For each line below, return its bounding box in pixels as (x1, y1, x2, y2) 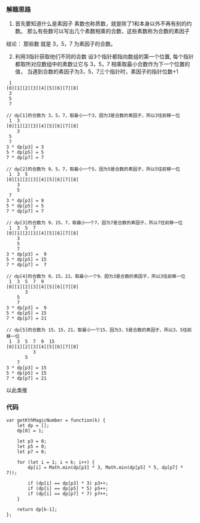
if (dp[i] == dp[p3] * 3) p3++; (28, 480, 109, 486)
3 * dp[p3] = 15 (6, 365, 47, 371)
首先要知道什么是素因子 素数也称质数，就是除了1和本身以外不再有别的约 (14, 20, 192, 28)
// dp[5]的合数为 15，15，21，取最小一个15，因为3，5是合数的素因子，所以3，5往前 (6, 327, 192, 333)
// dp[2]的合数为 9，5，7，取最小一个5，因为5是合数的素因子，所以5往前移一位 (6, 166, 181, 172)
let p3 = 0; (17, 438, 47, 444)
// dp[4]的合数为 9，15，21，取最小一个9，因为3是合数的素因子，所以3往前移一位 (6, 273, 186, 279)
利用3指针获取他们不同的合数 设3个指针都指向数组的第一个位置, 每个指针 (14, 53, 194, 61)
